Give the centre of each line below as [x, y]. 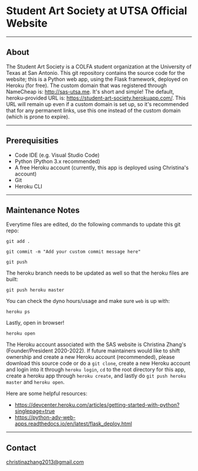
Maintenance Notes [43, 210]
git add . [18, 242]
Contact [21, 448]
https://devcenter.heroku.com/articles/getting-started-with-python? [97, 405]
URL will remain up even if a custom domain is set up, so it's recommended [97, 104]
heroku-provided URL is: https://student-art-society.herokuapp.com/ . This [96, 98]
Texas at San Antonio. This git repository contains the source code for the [96, 73]
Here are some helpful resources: [47, 394]
